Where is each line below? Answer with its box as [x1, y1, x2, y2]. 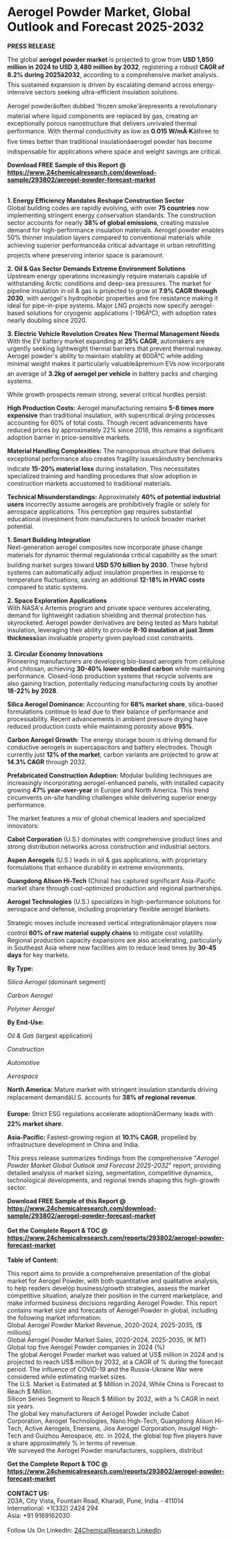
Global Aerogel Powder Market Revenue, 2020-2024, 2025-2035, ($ [7, 1320, 202, 1329]
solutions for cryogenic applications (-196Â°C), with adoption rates [26, 308, 217, 317]
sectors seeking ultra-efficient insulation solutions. [34, 87, 179, 96]
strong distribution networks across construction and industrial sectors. [7, 842, 211, 850]
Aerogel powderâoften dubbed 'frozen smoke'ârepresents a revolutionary [7, 101, 217, 110]
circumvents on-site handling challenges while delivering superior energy [7, 793, 217, 802]
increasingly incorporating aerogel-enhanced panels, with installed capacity [7, 778, 224, 786]
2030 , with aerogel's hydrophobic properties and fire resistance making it [7, 294, 218, 302]
